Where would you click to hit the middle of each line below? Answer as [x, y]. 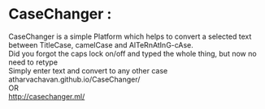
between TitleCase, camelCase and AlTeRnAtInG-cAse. [101, 44]
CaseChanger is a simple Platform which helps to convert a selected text [130, 36]
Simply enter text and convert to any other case [88, 70]
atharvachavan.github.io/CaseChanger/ [74, 79]
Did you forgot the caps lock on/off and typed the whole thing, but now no [133, 53]
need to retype [33, 62]
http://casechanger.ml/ [47, 96]
